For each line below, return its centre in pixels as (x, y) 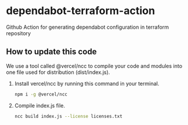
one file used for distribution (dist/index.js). (58, 72)
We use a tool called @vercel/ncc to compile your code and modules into (94, 66)
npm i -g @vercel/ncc (41, 94)
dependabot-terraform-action (81, 11)
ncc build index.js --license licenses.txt (69, 116)
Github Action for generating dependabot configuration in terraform (88, 27)
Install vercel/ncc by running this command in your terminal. (87, 83)
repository (18, 33)
